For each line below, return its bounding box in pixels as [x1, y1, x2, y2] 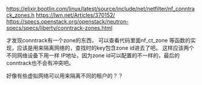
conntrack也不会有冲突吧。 [6, 60, 75, 66]
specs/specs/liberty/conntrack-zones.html [6, 24, 113, 31]
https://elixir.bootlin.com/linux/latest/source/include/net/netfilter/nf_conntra [6, 5, 195, 12]
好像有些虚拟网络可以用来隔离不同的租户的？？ [6, 72, 123, 79]
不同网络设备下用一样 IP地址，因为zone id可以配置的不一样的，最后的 [6, 52, 180, 59]
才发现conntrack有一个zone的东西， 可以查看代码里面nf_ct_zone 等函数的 [6, 37, 191, 44]
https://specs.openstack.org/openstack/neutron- [6, 18, 129, 25]
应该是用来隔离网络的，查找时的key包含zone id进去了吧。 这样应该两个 [16, 45, 195, 51]
